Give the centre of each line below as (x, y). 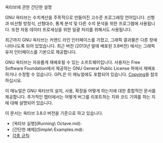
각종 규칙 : (21, 135)
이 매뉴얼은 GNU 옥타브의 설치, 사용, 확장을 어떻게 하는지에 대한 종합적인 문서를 (80, 91)
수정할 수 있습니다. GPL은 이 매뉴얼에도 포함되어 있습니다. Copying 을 (83, 74)
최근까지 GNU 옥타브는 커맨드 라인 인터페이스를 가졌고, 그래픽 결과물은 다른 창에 (81, 40)
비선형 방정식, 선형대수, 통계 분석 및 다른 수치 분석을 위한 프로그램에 (74, 24)
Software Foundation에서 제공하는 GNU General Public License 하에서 (74, 68)
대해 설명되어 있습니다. (32, 103)
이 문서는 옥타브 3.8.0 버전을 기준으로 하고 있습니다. (54, 113)
